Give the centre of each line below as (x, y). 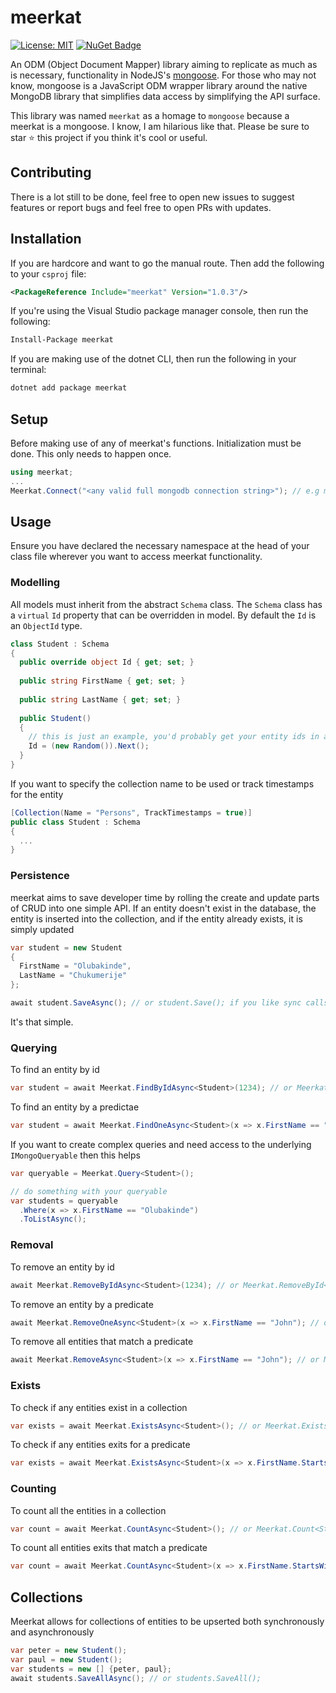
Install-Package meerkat (62, 340)
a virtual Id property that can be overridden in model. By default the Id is (163, 615)
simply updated (42, 929)
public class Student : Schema (75, 822)
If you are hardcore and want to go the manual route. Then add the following (167, 263)
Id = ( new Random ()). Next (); (89, 746)
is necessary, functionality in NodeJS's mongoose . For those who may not (163, 75)
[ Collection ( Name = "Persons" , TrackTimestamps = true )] (131, 812)
